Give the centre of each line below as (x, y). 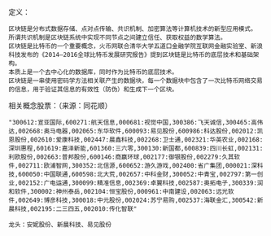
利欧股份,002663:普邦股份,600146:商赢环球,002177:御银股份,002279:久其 (121, 157)
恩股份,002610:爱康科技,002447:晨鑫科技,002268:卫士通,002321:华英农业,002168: (136, 140)
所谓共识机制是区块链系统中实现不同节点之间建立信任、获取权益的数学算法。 (118, 37)
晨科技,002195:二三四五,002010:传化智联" (73, 209)
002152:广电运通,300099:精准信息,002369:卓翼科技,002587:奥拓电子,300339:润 (141, 183)
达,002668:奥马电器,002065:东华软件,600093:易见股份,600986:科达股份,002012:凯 (136, 131)
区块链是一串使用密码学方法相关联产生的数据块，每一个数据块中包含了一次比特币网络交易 (135, 81)
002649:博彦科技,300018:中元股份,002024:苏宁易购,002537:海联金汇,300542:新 (141, 200)
